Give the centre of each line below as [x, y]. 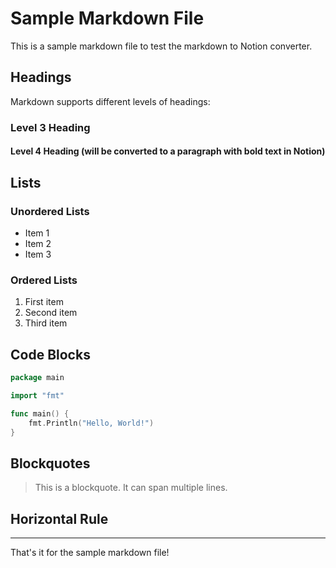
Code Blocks [50, 354]
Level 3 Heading [50, 127]
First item [44, 302]
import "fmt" [37, 395]
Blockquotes [50, 463]
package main [37, 378]
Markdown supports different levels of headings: [110, 101]
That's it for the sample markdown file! [90, 553]
